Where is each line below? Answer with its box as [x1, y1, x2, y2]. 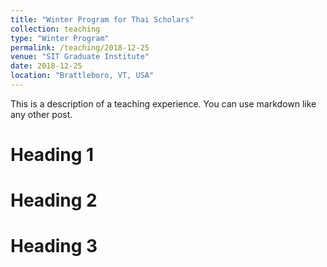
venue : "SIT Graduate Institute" [10, 52, 150, 62]
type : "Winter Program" [10, 33, 110, 43]
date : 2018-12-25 [10, 61, 83, 71]
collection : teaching [10, 24, 101, 34]
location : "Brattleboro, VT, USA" [10, 71, 155, 81]
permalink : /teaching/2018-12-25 [10, 42, 150, 53]
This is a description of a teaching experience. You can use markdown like [10, 97, 317, 110]
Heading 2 [10, 189, 98, 212]
